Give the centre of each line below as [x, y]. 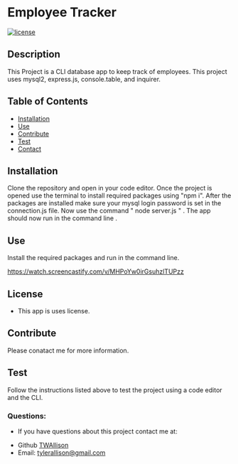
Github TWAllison [43, 445]
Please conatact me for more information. [68, 350]
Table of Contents [48, 101]
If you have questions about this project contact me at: [97, 431]
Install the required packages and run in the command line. [93, 258]
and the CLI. [25, 397]
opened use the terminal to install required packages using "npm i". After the [119, 195]
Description [34, 54]
